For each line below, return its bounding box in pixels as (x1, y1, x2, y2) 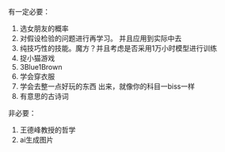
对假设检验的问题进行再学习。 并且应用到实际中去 (19, 34, 182, 43)
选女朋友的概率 (19, 24, 69, 33)
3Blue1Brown (19, 63, 63, 71)
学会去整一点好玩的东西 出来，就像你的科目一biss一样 (19, 82, 196, 91)
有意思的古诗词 (19, 92, 69, 101)
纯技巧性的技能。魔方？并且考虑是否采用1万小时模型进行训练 (19, 44, 218, 53)
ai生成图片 (19, 135, 54, 144)
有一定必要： (8, 7, 50, 16)
